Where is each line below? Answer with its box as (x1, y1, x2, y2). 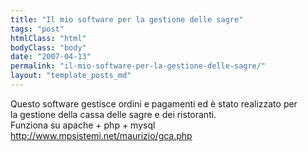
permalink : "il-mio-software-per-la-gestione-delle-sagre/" (10, 61, 267, 71)
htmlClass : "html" (10, 33, 87, 43)
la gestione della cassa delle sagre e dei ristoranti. (10, 108, 217, 120)
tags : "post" (10, 24, 65, 34)
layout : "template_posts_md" (10, 71, 132, 81)
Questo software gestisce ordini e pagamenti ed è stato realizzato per (10, 97, 298, 110)
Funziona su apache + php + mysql (10, 119, 156, 131)
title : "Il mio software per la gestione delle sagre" (10, 14, 244, 25)
